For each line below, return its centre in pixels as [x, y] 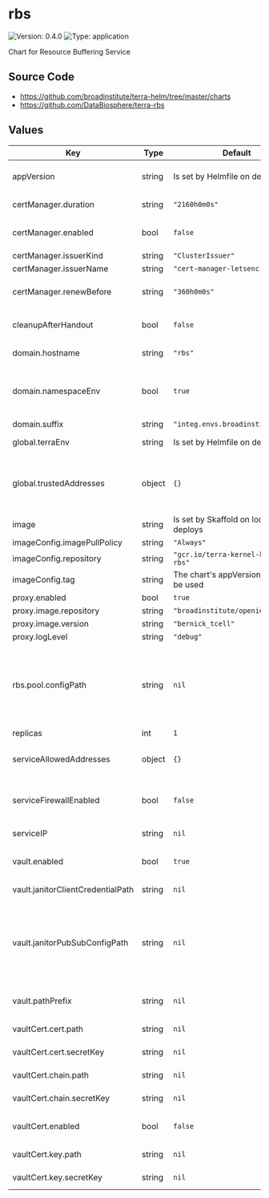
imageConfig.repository [57, 558]
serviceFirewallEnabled [56, 800]
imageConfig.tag [44, 579]
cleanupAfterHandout [53, 324]
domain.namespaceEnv [56, 391]
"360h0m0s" [194, 291]
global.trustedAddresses [59, 483]
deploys [189, 529]
